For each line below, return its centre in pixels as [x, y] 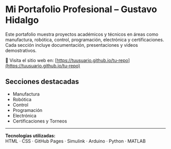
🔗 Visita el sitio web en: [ [31, 60]
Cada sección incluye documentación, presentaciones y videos [72, 45]
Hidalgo [22, 20]
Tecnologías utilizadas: [31, 135]
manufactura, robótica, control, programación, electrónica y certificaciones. [85, 40]
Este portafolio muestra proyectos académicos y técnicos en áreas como [82, 34]
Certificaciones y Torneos [40, 121]
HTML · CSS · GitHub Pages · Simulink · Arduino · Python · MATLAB [76, 141]
